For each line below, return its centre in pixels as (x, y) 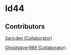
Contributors (25, 27)
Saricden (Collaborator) (29, 38)
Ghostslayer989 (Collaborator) (36, 47)
